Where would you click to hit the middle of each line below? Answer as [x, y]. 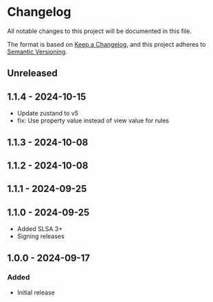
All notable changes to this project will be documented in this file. [100, 31]
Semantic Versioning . [37, 52]
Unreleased [33, 73]
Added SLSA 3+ [40, 229]
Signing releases [41, 236]
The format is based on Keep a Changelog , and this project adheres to [106, 44]
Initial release [36, 292]
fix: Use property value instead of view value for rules [93, 120]
